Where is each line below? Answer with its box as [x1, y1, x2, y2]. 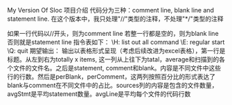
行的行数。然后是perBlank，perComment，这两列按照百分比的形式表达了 [7, 73, 216, 81]
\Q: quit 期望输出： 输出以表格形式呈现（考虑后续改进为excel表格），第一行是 [7, 47, 226, 55]
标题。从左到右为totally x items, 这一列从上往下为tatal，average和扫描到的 [7, 55, 220, 64]
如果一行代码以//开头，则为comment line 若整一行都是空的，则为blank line [7, 30, 220, 37]
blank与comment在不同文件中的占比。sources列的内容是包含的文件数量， [7, 82, 218, 89]
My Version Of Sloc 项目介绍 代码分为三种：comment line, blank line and [7, 6, 215, 14]
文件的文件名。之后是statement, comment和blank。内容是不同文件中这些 [12, 64, 222, 72]
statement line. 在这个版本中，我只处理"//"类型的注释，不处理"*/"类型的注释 [7, 15, 224, 23]
